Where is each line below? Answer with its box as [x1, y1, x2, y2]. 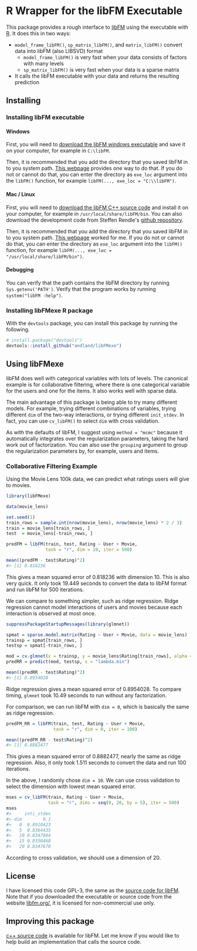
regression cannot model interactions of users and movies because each [6, 604, 182, 611]
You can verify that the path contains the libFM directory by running [6, 279, 170, 286]
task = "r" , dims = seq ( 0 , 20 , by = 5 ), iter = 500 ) [47, 800, 180, 806]
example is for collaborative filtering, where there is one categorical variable [6, 381, 190, 388]
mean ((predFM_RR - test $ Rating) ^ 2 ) [6, 736, 93, 743]
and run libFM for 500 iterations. [6, 586, 84, 593]
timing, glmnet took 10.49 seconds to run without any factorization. [6, 692, 167, 699]
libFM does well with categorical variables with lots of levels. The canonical [6, 374, 188, 381]
